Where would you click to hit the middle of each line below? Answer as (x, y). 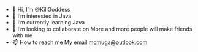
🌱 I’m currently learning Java (48, 22)
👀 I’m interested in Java (42, 16)
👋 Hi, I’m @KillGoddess (41, 9)
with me (22, 35)
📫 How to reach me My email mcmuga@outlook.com (80, 42)
